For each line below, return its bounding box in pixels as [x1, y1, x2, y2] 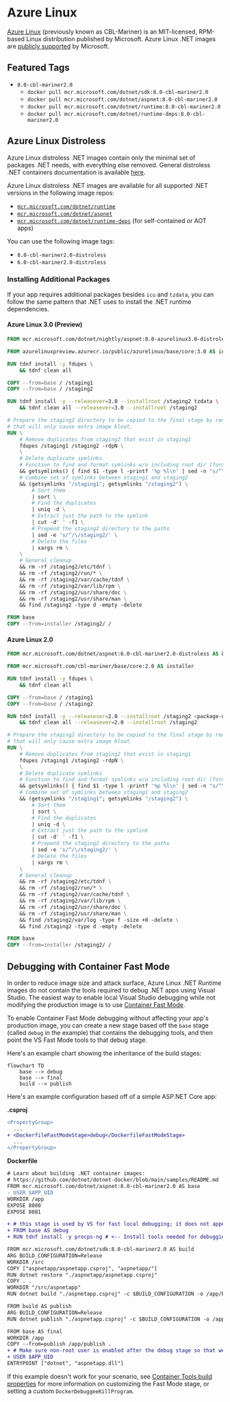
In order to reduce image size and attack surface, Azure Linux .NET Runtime [7, 979, 222, 987]
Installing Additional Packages [7, 274, 111, 284]
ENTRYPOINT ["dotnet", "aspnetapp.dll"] [7, 1360, 125, 1367]
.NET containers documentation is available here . [7, 168, 146, 176]
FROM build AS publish [7, 1303, 72, 1310]
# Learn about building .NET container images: [7, 1170, 146, 1177]
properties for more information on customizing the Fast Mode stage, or [7, 1379, 210, 1388]
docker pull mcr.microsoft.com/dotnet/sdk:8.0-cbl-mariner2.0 [27, 88, 209, 95]
